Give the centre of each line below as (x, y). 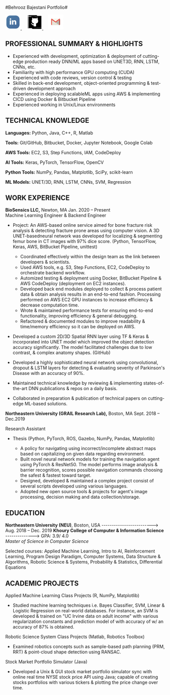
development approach (52, 88)
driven (19, 88)
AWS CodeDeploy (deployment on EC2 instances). (73, 284)
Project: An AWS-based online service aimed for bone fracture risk (82, 225)
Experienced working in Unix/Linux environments (64, 105)
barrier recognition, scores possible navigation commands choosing (91, 470)
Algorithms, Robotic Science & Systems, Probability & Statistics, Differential (84, 562)
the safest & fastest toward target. (56, 475)
